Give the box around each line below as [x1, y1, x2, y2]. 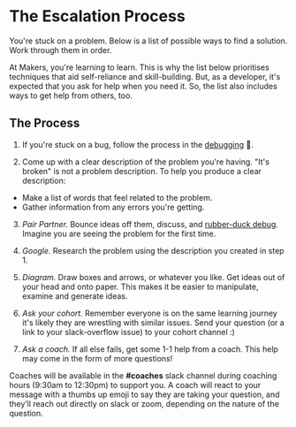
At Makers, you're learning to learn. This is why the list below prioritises [9, 62, 269, 72]
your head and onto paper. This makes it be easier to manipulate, [21, 281, 259, 292]
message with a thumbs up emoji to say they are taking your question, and [9, 389, 280, 400]
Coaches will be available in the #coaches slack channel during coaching [9, 370, 277, 381]
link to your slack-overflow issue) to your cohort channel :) [21, 326, 236, 337]
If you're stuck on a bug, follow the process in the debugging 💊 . [21, 139, 254, 149]
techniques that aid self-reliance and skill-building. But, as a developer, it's [9, 71, 281, 81]
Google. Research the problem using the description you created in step [21, 245, 285, 255]
